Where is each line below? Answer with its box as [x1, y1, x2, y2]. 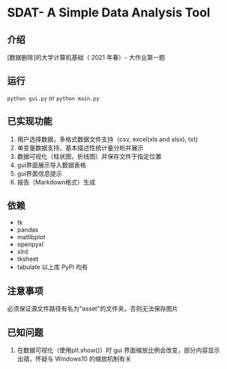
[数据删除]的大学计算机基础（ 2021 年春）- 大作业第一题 [7, 53, 166, 61]
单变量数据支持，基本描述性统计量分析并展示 [16, 143, 144, 152]
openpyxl [16, 240, 44, 248]
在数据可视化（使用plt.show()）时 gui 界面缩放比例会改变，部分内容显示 [16, 346, 221, 355]
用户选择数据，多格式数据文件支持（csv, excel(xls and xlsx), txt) [16, 135, 198, 143]
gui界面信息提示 [16, 169, 63, 178]
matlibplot [16, 233, 46, 241]
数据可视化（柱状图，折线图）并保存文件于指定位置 [16, 152, 162, 160]
